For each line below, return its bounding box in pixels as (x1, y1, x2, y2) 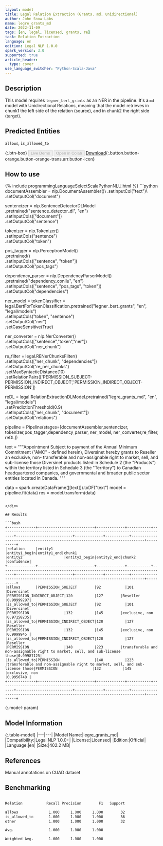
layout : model (5, 7, 34, 12)
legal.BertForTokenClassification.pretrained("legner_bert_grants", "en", (5, 303, 147, 309)
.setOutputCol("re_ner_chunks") (5, 364, 70, 370)
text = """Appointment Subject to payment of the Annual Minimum (5, 444, 137, 450)
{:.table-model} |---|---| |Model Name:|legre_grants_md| (5, 732, 118, 738)
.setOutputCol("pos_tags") (5, 264, 58, 269)
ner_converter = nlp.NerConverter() (5, 334, 76, 339)
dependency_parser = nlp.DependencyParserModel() (5, 273, 112, 279)
